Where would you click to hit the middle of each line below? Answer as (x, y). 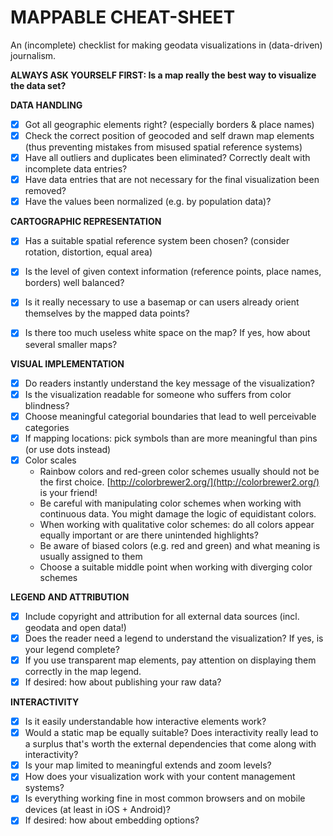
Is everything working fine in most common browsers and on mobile (165, 798)
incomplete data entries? (76, 169)
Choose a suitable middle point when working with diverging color (176, 567)
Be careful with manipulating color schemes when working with (170, 503)
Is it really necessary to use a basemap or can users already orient (162, 302)
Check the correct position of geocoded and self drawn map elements (169, 135)
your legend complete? (72, 649)
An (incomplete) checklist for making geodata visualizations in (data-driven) (166, 45)
